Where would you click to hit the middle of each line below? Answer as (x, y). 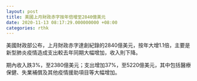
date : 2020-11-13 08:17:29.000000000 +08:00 (62, 22)
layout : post (22, 11)
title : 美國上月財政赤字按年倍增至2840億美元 (56, 17)
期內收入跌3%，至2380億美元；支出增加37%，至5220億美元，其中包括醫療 (98, 65)
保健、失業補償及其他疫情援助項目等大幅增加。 (63, 72)
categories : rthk (28, 28)
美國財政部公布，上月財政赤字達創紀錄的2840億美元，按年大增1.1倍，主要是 (98, 45)
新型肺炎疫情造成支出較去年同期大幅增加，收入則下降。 (73, 53)
